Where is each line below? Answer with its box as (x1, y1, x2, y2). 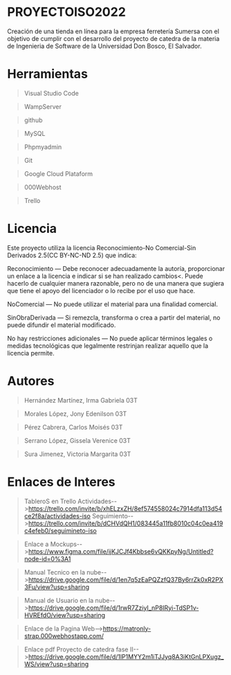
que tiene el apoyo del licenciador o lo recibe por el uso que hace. (7, 286, 196, 295)
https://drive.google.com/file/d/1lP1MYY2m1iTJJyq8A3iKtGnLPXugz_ (28, 652, 224, 660)
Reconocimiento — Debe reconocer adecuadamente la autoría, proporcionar (7, 264, 225, 272)
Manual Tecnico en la (24, 568, 85, 576)
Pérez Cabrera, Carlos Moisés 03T (24, 423, 123, 431)
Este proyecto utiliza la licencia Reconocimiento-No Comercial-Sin (7, 243, 196, 252)
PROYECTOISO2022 (7, 4, 127, 20)
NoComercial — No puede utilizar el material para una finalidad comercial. (7, 299, 219, 308)
